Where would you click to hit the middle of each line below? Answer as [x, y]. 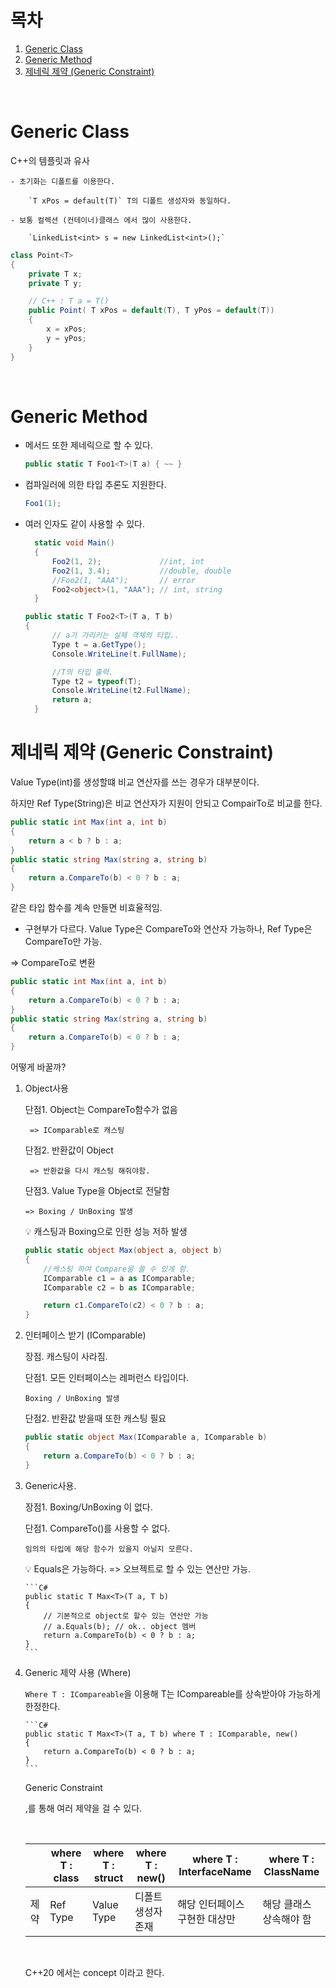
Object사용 [46, 1088]
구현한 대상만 [206, 1919]
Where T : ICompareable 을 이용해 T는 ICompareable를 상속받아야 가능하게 [172, 1693]
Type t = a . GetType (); [99, 644]
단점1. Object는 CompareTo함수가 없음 [101, 1109]
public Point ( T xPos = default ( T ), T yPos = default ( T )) [151, 311]
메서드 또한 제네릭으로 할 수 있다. [88, 445]
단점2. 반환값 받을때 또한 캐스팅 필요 [95, 1418]
